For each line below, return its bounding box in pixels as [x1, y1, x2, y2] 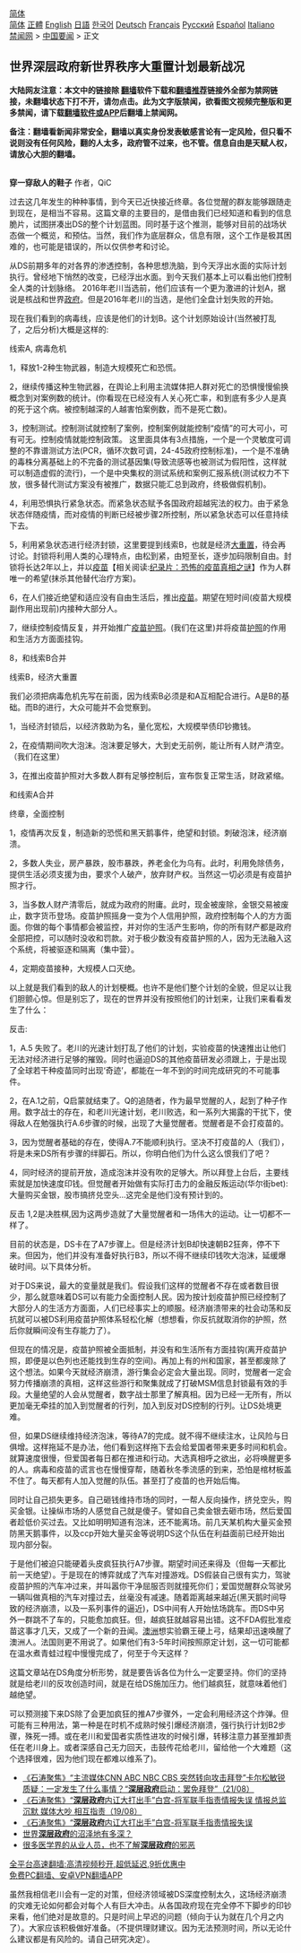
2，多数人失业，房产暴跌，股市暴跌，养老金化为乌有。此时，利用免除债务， [9, 857, 289, 868]
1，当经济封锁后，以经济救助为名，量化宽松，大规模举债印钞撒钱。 [9, 720, 256, 732]
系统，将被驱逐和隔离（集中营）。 [16, 943, 139, 954]
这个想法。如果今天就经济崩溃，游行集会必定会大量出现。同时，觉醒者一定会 [9, 1366, 292, 1377]
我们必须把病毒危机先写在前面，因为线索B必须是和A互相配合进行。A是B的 [9, 690, 282, 701]
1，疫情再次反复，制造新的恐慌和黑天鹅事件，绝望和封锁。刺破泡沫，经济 [9, 827, 279, 838]
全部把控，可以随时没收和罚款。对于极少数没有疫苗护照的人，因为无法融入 [9, 933, 284, 943]
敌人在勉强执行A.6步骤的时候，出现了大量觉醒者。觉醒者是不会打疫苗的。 [16, 1117, 289, 1128]
